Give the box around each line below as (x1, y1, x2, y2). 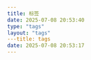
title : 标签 (7, 10, 39, 17)
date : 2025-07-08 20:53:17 (7, 42, 85, 49)
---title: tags (7, 36, 51, 43)
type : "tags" (7, 23, 45, 30)
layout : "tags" (7, 29, 51, 37)
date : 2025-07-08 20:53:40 (7, 17, 85, 23)
